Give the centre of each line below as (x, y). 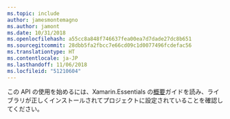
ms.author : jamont (33, 26)
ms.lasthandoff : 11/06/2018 (47, 65)
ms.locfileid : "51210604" (44, 71)
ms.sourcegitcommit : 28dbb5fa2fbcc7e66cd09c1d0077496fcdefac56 (100, 45)
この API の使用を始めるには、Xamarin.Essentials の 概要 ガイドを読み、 (107, 91)
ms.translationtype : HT (41, 52)
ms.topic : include (33, 13)
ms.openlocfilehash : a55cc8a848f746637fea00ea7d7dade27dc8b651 (100, 39)
